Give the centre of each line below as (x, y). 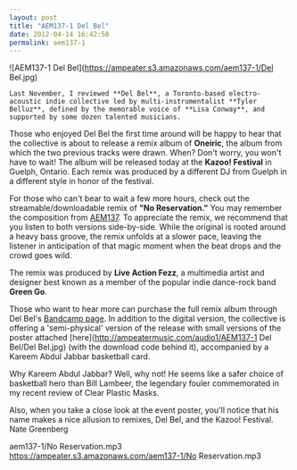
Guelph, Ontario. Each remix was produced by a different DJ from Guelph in (148, 172)
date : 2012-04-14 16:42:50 (59, 34)
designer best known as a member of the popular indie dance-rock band (143, 282)
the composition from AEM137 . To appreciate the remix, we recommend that (148, 218)
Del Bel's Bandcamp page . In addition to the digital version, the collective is (148, 319)
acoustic (25, 102)
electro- (245, 94)
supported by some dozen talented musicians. (95, 117)
